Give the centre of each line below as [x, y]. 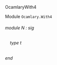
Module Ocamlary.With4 [28, 16]
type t [16, 43]
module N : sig [19, 28]
